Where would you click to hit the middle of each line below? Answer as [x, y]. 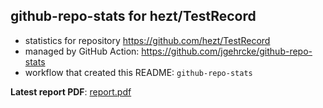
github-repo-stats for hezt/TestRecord [133, 16]
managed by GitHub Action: [82, 51]
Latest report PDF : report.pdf [71, 91]
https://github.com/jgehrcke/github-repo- [227, 51]
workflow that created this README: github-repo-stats [138, 72]
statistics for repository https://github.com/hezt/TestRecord [147, 40]
